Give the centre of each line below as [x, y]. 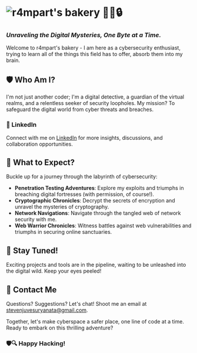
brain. [13, 60]
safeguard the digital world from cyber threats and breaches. [80, 110]
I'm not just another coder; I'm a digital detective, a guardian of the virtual [95, 97]
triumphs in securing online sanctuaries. [63, 232]
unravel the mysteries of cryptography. [62, 207]
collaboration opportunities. [40, 144]
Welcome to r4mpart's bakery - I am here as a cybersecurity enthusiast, [94, 48]
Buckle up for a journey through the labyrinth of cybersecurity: [82, 177]
